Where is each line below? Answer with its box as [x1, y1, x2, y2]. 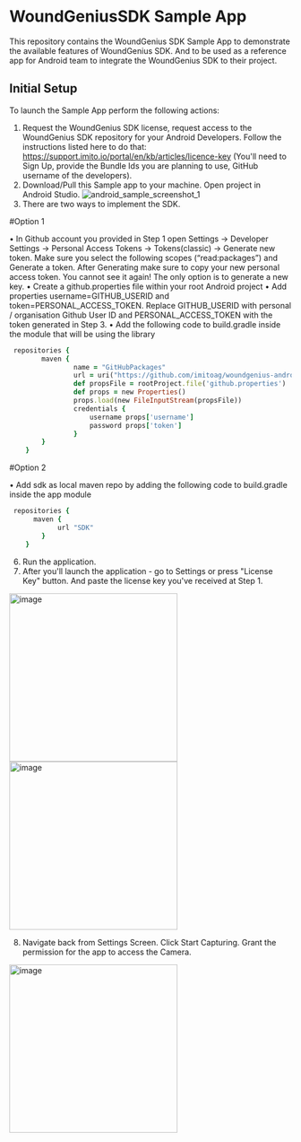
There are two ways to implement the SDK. [21, 198, 181, 209]
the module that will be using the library [9, 328, 156, 339]
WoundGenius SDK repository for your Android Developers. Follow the [21, 132, 282, 143]
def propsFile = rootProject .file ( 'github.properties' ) [73, 379, 287, 388]
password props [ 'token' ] [89, 421, 182, 430]
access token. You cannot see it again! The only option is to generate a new [9, 271, 289, 282]
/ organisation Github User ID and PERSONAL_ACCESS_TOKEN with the [9, 309, 273, 320]
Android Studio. [21, 188, 81, 199]
